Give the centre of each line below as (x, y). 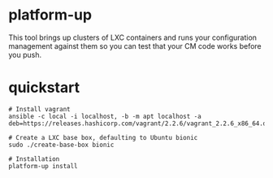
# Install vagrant (39, 109)
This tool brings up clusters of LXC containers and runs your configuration (133, 37)
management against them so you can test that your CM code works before (135, 46)
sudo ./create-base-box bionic (61, 145)
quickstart (44, 88)
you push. (25, 54)
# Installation (34, 159)
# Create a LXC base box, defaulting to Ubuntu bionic (103, 137)
